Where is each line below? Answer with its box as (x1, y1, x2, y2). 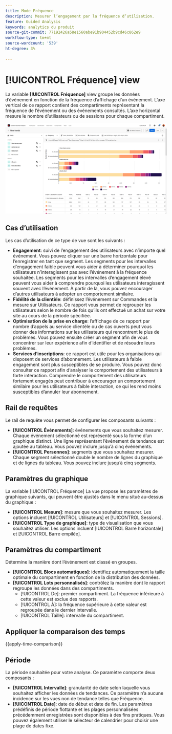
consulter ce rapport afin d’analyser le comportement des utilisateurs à (12, 366, 163, 373)
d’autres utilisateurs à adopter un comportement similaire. (12, 291, 135, 297)
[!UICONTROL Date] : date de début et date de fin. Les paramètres (12, 701, 153, 707)
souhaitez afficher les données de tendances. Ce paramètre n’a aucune (12, 690, 164, 696)
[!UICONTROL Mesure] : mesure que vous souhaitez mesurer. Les (12, 509, 152, 515)
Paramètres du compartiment (5, 545, 101, 554)
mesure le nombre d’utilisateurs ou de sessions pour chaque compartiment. (5, 113, 165, 119)
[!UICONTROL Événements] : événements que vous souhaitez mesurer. (12, 427, 163, 433)
